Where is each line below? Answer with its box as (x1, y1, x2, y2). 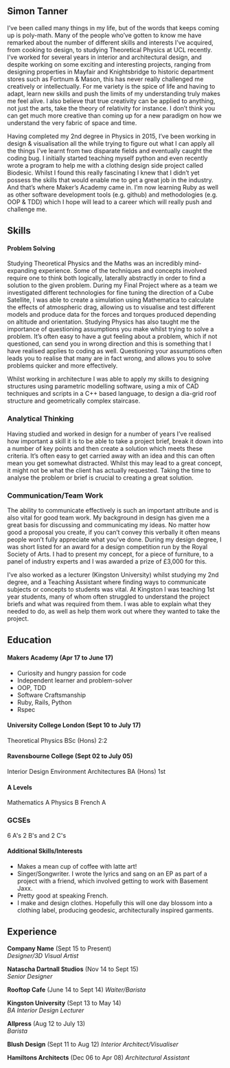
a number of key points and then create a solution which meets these (7, 444, 203, 452)
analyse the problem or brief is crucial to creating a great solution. (7, 474, 194, 482)
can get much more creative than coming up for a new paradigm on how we (7, 111, 222, 120)
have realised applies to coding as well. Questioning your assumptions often (7, 347, 222, 355)
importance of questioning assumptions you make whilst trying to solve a (7, 325, 214, 333)
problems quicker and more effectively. (7, 361, 118, 370)
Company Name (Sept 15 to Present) (7, 944, 112, 953)
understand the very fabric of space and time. (7, 118, 137, 126)
